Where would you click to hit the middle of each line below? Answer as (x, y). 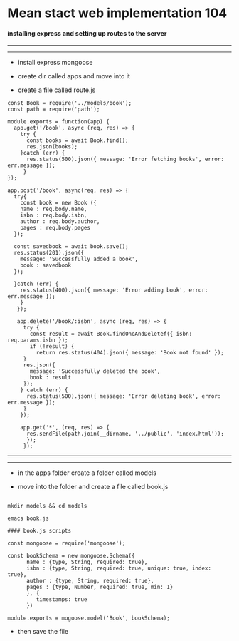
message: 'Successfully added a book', (79, 259)
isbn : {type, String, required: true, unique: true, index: (119, 568)
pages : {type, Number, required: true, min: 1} (100, 587)
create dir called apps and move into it (74, 76)
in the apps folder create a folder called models (87, 473)
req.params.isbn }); (38, 340)
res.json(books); (52, 147)
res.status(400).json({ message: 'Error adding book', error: (114, 290)
